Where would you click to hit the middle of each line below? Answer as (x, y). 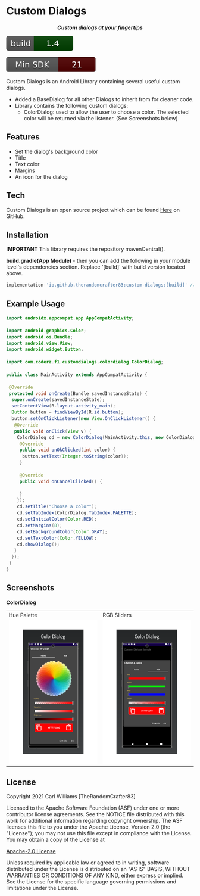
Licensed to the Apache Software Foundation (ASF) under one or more (93, 808)
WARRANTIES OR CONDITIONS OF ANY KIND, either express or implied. (95, 875)
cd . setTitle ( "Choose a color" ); (57, 507)
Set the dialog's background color (56, 151)
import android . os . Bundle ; (40, 337)
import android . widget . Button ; (45, 350)
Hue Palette (23, 615)
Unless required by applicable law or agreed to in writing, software (88, 863)
